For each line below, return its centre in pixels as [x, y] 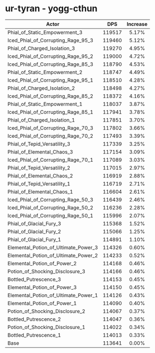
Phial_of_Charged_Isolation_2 [41, 88]
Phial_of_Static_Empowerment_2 [45, 72]
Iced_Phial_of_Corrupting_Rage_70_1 [51, 160]
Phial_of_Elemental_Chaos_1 [40, 192]
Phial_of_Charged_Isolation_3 [41, 48]
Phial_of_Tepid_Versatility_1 [39, 183]
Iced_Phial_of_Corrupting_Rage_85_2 [51, 96]
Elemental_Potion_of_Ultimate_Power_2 [53, 255]
